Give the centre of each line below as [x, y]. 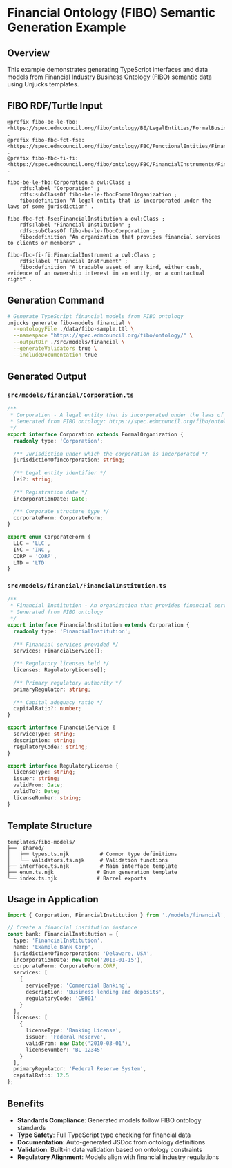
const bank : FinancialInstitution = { [63, 934]
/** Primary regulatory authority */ [68, 683]
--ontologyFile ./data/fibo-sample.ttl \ [74, 329]
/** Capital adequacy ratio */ [58, 702]
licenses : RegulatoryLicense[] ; [60, 670]
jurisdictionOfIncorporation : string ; [69, 460]
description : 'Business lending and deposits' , [95, 992]
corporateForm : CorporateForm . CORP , [66, 966]
